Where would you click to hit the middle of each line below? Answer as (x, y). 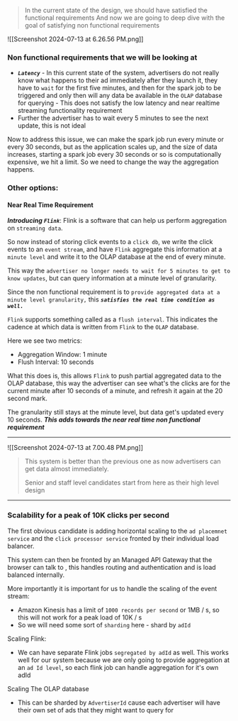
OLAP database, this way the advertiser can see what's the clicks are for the (119, 383)
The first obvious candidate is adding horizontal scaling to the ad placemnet (118, 531)
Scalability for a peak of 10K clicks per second (89, 515)
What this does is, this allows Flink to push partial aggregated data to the (114, 376)
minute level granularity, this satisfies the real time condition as (111, 299)
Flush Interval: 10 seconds (56, 362)
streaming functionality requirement (70, 111)
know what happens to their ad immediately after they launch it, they (118, 80)
